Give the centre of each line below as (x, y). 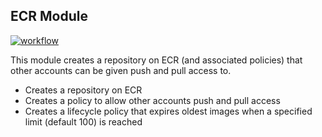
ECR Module (49, 16)
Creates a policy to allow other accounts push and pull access (152, 100)
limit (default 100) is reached (83, 121)
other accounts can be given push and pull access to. (121, 70)
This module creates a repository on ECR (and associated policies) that (156, 60)
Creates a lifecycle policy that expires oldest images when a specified (168, 111)
